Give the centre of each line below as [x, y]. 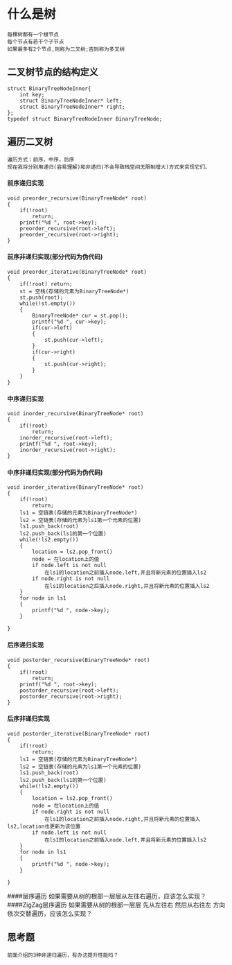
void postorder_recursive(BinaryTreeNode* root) [79, 660]
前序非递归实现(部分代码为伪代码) [55, 257]
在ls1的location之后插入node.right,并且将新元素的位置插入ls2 [127, 586]
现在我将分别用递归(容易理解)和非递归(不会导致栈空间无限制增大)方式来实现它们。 [109, 167]
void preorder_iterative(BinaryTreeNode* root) [77, 272]
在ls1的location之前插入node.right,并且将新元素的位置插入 [122, 819]
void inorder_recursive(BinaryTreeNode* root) [75, 414]
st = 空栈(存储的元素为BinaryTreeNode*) [74, 291]
